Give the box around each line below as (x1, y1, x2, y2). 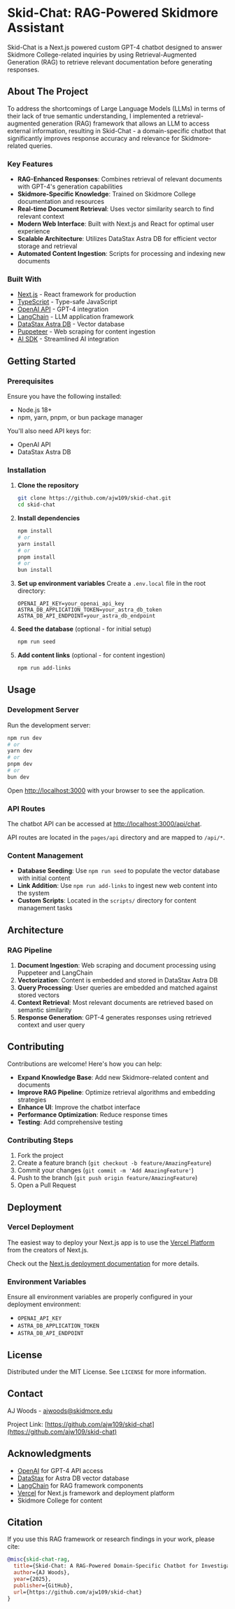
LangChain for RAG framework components (17, 1481, 143, 1490)
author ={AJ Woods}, (13, 1569, 71, 1576)
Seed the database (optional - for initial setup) (17, 625, 152, 634)
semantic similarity (17, 1006, 72, 1014)
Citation (7, 1516, 43, 1528)
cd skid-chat (17, 501, 56, 509)
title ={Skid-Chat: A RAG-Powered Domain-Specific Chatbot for (13, 1563, 199, 1570)
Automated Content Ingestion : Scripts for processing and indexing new (17, 249, 226, 258)
